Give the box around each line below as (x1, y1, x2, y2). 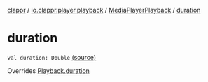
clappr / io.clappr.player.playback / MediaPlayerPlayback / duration (7, 6, 201, 14)
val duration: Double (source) (7, 53, 97, 61)
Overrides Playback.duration (7, 66, 90, 75)
